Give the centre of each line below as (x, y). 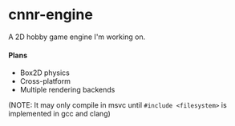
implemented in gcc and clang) (59, 114)
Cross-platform (45, 81)
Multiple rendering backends (67, 90)
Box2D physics (45, 73)
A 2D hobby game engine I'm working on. (77, 37)
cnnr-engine (51, 15)
